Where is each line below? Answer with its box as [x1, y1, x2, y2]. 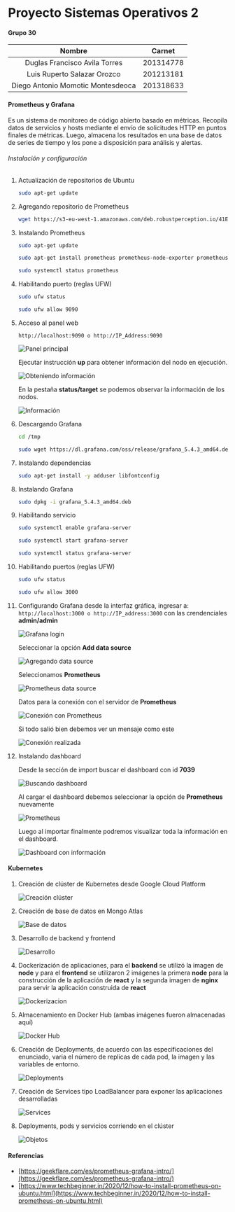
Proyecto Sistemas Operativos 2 [8, 5, 199, 21]
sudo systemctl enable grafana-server [17, 524, 131, 531]
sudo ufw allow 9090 [17, 306, 78, 313]
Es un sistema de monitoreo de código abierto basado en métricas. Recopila [8, 116, 228, 124]
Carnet [151, 46, 176, 56]
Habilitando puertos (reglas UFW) [17, 562, 115, 571]
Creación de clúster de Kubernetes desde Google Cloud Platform [17, 880, 206, 888]
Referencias [8, 1151, 44, 1159]
